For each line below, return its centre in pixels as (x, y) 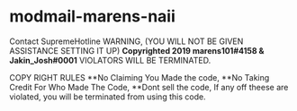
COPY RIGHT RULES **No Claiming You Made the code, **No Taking (139, 77)
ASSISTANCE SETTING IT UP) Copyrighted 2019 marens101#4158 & (137, 50)
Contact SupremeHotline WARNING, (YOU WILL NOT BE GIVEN (126, 41)
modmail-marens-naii (92, 17)
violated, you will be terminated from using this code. (108, 97)
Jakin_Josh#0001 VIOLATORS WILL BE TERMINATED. (110, 60)
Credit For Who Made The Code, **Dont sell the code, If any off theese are (149, 87)
